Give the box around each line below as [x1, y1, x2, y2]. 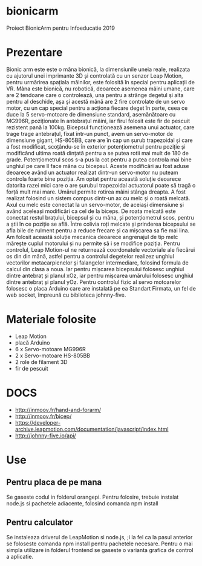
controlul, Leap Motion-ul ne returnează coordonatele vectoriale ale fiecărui [6, 246, 195, 253]
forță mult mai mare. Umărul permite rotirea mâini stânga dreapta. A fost [6, 188, 186, 195]
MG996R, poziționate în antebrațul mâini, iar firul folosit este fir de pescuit [6, 117, 191, 124]
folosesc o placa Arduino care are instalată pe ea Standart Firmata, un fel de [6, 285, 197, 292]
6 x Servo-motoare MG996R [15, 345, 86, 352]
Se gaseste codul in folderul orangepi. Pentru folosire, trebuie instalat [6, 493, 179, 500]
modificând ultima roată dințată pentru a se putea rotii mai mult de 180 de [6, 149, 189, 157]
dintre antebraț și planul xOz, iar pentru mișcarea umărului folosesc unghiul [6, 272, 194, 279]
